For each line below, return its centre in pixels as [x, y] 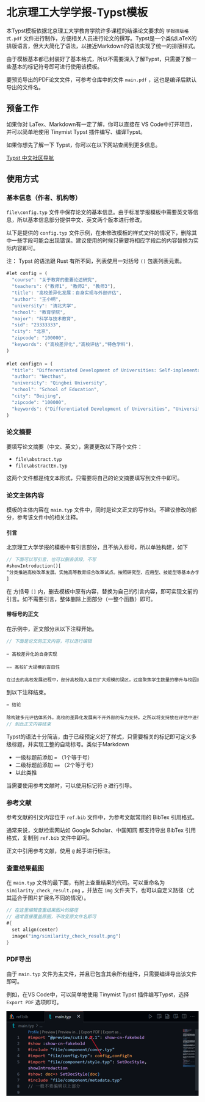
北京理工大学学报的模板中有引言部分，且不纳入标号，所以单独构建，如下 [97, 547]
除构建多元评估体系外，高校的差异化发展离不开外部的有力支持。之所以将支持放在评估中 [99, 718]
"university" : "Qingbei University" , [60, 383]
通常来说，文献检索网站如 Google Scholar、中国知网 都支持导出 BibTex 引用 [101, 830]
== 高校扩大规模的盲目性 [33, 667]
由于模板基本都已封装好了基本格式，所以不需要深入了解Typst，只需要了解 [99, 59]
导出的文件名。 [25, 87]
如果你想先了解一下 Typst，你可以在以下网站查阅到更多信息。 [84, 145]
